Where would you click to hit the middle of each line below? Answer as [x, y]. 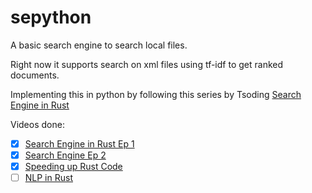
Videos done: [37, 124]
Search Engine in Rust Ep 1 [79, 143]
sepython [51, 17]
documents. [35, 75]
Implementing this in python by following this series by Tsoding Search [156, 94]
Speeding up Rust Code [73, 167]
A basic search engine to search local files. [99, 45]
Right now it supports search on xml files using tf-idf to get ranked [147, 64]
